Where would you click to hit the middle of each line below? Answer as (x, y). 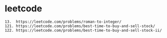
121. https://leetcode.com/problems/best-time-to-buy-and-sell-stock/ (80, 26)
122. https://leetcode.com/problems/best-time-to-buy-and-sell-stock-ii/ (83, 30)
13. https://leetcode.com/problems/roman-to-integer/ (63, 22)
